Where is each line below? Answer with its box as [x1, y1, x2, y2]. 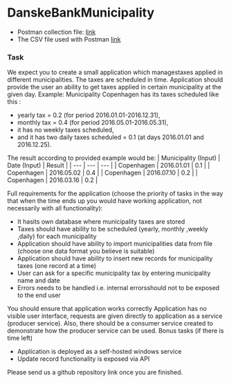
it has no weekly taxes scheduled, [17, 126, 114, 134]
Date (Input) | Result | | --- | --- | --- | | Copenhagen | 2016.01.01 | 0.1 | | [7, 161, 210, 170]
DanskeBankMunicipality [7, 5, 155, 21]
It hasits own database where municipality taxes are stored [17, 217, 185, 226]
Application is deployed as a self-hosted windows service [17, 348, 182, 356]
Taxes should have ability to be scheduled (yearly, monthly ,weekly [17, 225, 209, 233]
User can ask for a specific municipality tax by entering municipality [17, 269, 211, 278]
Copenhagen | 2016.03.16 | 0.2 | [7, 176, 98, 184]
